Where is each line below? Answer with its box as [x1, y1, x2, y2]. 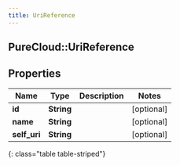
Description [79, 90, 124, 101]
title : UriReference [8, 11, 76, 20]
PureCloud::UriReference [8, 41, 135, 54]
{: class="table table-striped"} [8, 149, 106, 158]
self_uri [12, 128, 41, 139]
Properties [8, 67, 61, 81]
